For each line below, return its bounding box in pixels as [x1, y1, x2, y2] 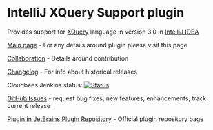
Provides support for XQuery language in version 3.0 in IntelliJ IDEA [7, 28, 199, 36]
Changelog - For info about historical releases [7, 67, 138, 76]
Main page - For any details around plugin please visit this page [7, 41, 187, 49]
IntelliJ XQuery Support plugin [7, 5, 185, 21]
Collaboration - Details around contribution [7, 54, 129, 63]
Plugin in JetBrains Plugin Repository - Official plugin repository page [7, 115, 204, 123]
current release [7, 101, 51, 109]
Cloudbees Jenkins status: [7, 80, 83, 89]
